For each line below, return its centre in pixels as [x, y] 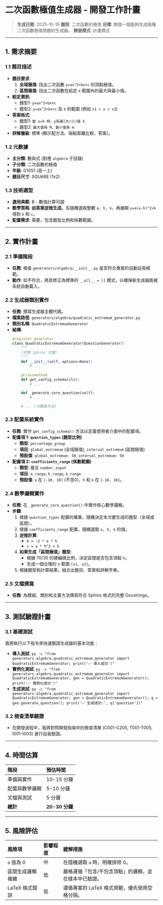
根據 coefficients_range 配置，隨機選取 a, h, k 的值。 [74, 529]
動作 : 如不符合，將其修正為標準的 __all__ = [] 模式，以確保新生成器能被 [85, 280]
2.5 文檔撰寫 [20, 584]
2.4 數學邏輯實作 [25, 493]
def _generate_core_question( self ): [58, 393]
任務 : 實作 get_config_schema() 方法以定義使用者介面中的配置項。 [78, 431]
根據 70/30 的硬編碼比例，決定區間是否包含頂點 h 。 [78, 558]
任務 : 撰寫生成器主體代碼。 [39, 312]
